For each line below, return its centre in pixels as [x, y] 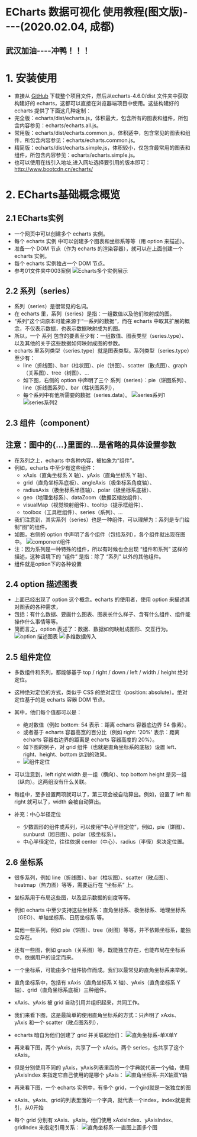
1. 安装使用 [31, 78]
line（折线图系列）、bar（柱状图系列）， [70, 387]
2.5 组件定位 [28, 657]
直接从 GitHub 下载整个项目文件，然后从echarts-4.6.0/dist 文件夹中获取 [101, 96]
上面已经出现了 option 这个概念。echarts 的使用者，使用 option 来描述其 [102, 600]
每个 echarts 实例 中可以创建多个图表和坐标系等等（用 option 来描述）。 [101, 241]
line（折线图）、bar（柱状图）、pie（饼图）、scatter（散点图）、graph [105, 366]
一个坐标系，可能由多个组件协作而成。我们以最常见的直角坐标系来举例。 [102, 970]
